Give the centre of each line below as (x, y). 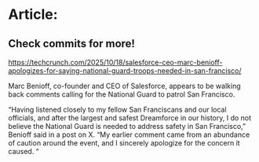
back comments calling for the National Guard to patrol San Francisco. (122, 94)
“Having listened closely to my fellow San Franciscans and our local (117, 109)
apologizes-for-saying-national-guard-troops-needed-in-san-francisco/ (125, 71)
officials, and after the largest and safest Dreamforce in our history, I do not (130, 118)
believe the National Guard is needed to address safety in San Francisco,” (127, 126)
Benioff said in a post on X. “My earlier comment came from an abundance (129, 134)
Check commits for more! (72, 44)
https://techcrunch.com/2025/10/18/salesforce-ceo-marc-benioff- (115, 62)
